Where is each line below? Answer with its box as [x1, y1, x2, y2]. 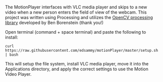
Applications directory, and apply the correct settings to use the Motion [5, 66, 149, 72]
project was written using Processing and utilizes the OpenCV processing [5, 15, 153, 20]
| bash [5, 52, 19, 57]
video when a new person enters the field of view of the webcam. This [5, 9, 147, 15]
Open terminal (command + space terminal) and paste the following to [5, 29, 146, 35]
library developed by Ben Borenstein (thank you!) [5, 20, 104, 25]
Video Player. [5, 71, 32, 77]
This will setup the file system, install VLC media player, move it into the [5, 61, 149, 66]
